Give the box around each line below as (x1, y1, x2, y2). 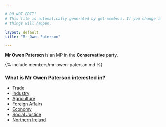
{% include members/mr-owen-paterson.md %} (5, 62, 103, 68)
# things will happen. (5, 21, 52, 26)
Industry (12, 90, 30, 96)
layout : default (5, 30, 39, 35)
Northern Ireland (12, 117, 46, 123)
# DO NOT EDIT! (5, 11, 37, 16)
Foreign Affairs (12, 101, 43, 107)
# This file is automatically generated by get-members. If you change (5, 16, 156, 21)
